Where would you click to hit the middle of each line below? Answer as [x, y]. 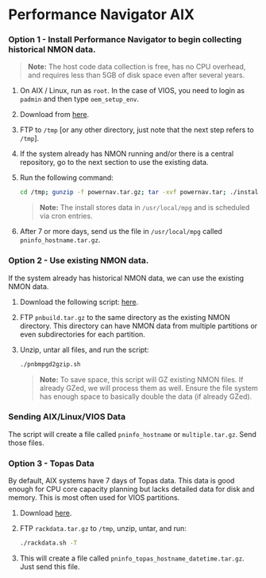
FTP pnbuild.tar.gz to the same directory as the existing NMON [125, 317]
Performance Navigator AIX [101, 15]
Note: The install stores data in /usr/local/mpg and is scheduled [145, 208]
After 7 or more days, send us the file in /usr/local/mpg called [121, 232]
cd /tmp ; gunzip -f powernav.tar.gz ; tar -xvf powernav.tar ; [123, 193]
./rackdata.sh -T [48, 543]
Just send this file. [50, 566]
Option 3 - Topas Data [51, 463]
